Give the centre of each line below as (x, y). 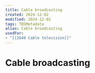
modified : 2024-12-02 (28, 19)
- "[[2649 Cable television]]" (38, 38)
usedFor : (14, 33)
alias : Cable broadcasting (34, 29)
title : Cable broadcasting (34, 10)
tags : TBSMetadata (25, 24)
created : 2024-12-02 (27, 15)
